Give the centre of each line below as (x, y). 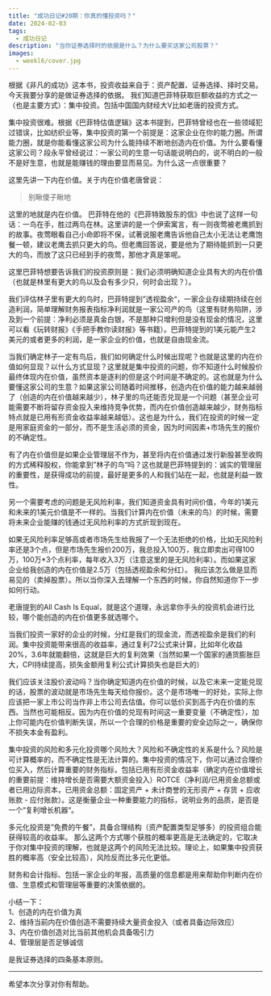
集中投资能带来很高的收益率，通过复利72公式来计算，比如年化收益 (133, 644)
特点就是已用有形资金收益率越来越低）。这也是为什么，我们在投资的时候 (127, 417)
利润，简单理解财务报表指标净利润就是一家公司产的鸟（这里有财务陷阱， (135, 309)
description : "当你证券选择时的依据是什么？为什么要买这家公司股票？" (114, 46)
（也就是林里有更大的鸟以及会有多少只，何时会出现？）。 (102, 282)
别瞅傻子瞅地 (49, 197)
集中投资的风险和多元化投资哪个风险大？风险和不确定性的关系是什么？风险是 (135, 749)
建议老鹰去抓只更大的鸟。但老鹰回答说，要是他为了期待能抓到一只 (146, 244)
